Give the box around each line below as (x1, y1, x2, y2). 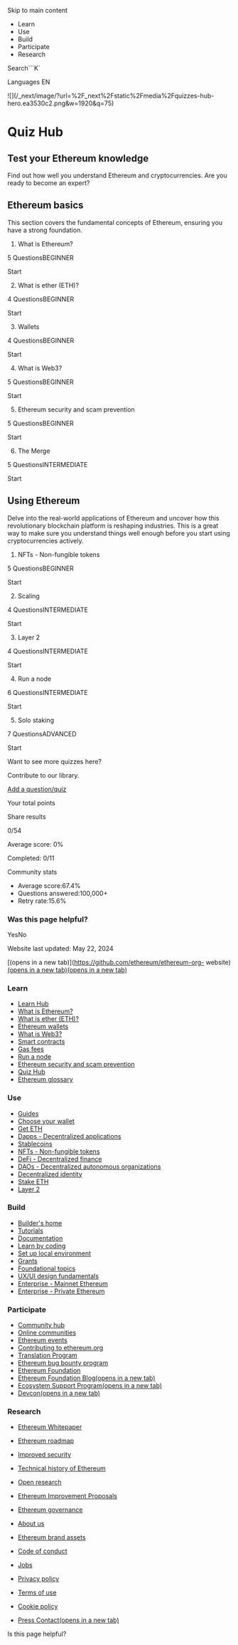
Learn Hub (17, 1000, 49, 1008)
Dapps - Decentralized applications (17, 1132, 121, 1140)
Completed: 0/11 (7, 854, 55, 862)
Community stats (7, 867, 58, 876)
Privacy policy (17, 1574, 60, 1583)
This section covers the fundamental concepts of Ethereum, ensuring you (7, 218, 223, 226)
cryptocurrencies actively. (7, 536, 84, 545)
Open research (17, 1478, 62, 1487)
